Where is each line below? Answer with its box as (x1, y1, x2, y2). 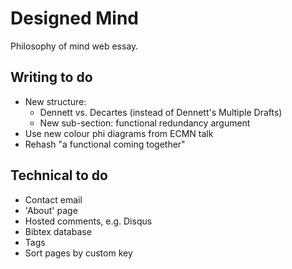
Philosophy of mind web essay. (10, 40, 139, 52)
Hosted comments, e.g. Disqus (24, 215, 153, 227)
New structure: (24, 95, 87, 107)
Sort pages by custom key (24, 247, 133, 259)
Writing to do (10, 69, 93, 86)
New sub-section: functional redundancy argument (39, 117, 251, 129)
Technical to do (10, 167, 108, 184)
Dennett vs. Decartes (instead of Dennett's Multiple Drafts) (39, 106, 283, 118)
